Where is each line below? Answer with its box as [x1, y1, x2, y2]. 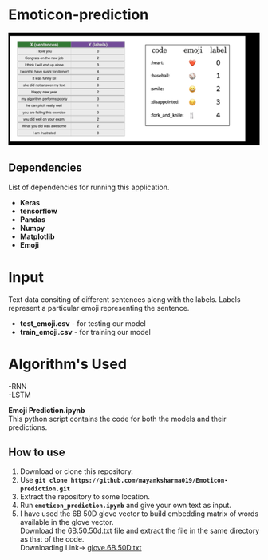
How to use [8, 445, 65, 459]
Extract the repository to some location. [19, 492, 150, 502]
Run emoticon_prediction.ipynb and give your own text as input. [19, 501, 231, 510]
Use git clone [19, 475, 68, 485]
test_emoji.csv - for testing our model [19, 318, 146, 328]
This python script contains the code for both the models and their [8, 414, 227, 423]
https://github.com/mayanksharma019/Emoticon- [70, 477, 229, 485]
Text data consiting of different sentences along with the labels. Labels [8, 294, 241, 304]
